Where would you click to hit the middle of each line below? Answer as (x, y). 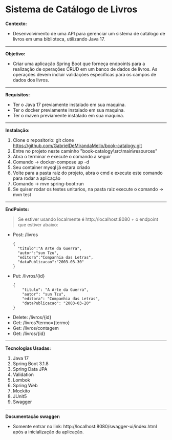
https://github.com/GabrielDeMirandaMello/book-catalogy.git (77, 145)
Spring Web (25, 385)
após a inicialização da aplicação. (48, 432)
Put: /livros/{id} (29, 276)
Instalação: (17, 130)
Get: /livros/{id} (29, 333)
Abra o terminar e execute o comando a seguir (62, 156)
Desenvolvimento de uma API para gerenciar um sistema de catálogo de (89, 33)
